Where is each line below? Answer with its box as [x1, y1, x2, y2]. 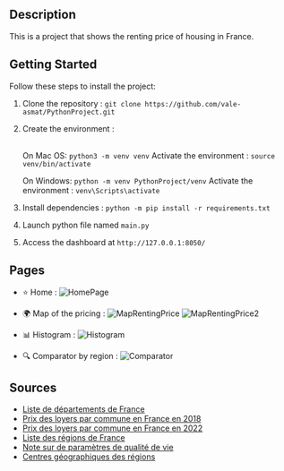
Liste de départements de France [22, 404, 145, 415]
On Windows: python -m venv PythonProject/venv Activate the [22, 175, 254, 186]
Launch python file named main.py [22, 219, 150, 230]
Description [9, 7, 76, 22]
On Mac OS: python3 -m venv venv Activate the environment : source [22, 150, 276, 160]
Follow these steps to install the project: [9, 81, 157, 91]
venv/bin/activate [22, 159, 91, 168]
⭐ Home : [22, 287, 57, 298]
